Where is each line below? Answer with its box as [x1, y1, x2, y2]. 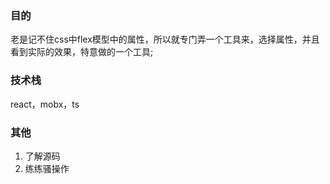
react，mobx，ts [10, 98, 80, 110]
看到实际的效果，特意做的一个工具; [10, 46, 154, 58]
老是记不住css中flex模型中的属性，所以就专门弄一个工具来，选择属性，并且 [10, 33, 320, 46]
